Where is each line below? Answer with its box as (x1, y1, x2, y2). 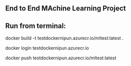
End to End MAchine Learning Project (5, 4, 126, 13)
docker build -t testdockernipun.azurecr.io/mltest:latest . (5, 35, 124, 41)
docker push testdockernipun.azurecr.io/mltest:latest (5, 55, 117, 61)
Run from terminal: (5, 21, 66, 30)
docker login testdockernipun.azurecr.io (5, 45, 89, 51)
